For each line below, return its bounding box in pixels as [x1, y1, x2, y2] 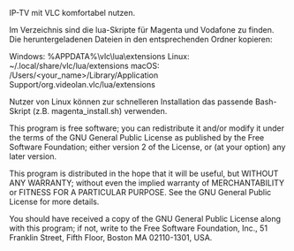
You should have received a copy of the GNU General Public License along [9, 214, 281, 224]
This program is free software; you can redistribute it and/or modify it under [9, 123, 285, 133]
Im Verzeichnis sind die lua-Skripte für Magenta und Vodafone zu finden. [9, 25, 275, 34]
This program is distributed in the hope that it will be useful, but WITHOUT [9, 168, 279, 179]
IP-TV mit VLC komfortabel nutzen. [9, 8, 135, 18]
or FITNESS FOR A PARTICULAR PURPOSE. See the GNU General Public [9, 187, 272, 197]
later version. [9, 151, 57, 162]
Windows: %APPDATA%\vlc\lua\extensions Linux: [9, 51, 190, 61]
